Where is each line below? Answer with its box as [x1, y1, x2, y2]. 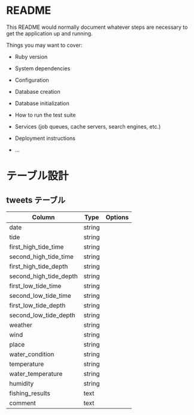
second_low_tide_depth [9, 310, 76, 319]
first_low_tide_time [9, 282, 62, 290]
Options [105, 213, 129, 221]
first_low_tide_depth [9, 301, 66, 309]
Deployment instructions [14, 135, 76, 142]
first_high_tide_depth [9, 262, 68, 270]
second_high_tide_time [9, 252, 74, 261]
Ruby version [14, 53, 48, 60]
